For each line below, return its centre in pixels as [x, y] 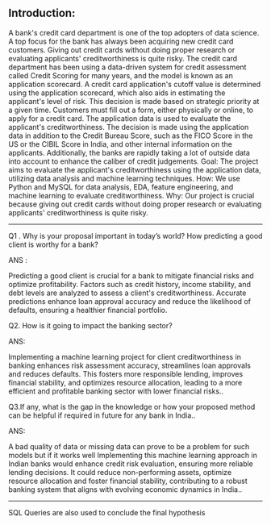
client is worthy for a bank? [53, 244]
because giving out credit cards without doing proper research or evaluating [135, 204]
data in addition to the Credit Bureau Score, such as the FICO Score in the [131, 135]
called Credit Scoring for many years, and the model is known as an [121, 75]
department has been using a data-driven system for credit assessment [127, 67]
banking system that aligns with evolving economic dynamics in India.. [125, 489]
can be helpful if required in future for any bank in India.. [102, 415]
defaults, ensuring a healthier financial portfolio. [88, 310]
